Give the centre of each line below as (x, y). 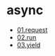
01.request (32, 30)
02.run (26, 37)
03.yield (29, 45)
